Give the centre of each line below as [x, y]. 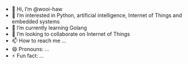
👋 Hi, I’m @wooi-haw [37, 9]
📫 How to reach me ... [39, 41]
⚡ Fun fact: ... [28, 55]
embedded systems [36, 21]
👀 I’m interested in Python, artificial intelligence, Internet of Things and [97, 15]
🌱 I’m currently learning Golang [49, 28]
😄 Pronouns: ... [31, 49]
